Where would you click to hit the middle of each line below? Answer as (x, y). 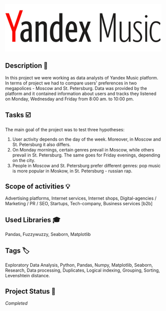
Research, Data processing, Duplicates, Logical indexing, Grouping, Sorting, (83, 270)
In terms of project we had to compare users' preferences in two (71, 83)
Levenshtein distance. (28, 276)
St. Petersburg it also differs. (41, 144)
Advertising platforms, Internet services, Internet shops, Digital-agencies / (81, 198)
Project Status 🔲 (30, 291)
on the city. (24, 160)
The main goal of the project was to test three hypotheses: (65, 129)
